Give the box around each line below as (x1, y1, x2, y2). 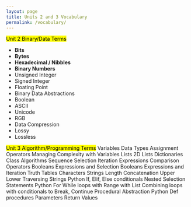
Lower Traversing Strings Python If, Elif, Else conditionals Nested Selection (6, 176, 186, 183)
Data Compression (14, 121, 60, 128)
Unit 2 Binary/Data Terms (6, 36, 67, 43)
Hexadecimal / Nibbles (14, 59, 71, 66)
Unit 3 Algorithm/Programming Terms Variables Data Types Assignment (6, 145, 179, 152)
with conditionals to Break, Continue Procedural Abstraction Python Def (6, 188, 179, 195)
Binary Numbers (14, 65, 55, 72)
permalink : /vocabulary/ (6, 19, 67, 25)
